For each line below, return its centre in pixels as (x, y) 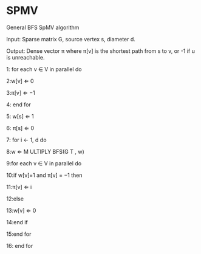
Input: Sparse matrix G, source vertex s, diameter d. (71, 39)
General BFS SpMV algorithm (43, 27)
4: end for (19, 105)
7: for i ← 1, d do (26, 140)
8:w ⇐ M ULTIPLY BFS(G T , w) (45, 151)
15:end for (19, 234)
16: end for (20, 245)
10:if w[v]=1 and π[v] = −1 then (45, 175)
